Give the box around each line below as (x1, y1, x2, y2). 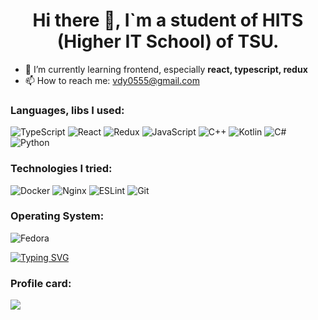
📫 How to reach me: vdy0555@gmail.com (24, 74, 200, 86)
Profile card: (10, 276, 72, 290)
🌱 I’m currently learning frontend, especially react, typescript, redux (24, 63, 308, 75)
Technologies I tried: (10, 162, 113, 176)
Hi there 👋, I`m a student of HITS (32, 9, 304, 32)
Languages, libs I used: (10, 103, 125, 117)
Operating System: (10, 209, 105, 223)
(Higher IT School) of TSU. (56, 30, 280, 53)
